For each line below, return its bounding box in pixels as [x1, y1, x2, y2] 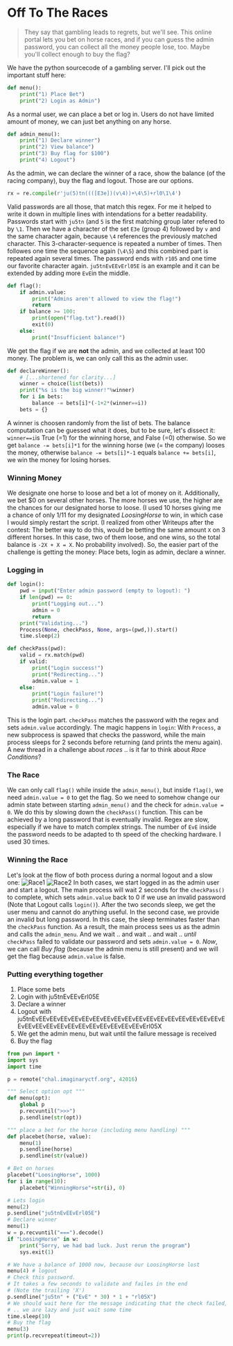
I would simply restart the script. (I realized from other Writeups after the [7, 518, 214, 527]
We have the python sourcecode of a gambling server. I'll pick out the [7, 63, 206, 72]
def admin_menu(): [7, 131, 60, 138]
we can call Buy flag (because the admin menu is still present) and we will [7, 944, 218, 953]
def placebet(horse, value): [7, 1133, 92, 1140]
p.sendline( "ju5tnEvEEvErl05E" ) [7, 1210, 101, 1217]
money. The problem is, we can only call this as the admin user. [7, 354, 189, 362]
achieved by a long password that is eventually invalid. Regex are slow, [7, 815, 209, 824]
